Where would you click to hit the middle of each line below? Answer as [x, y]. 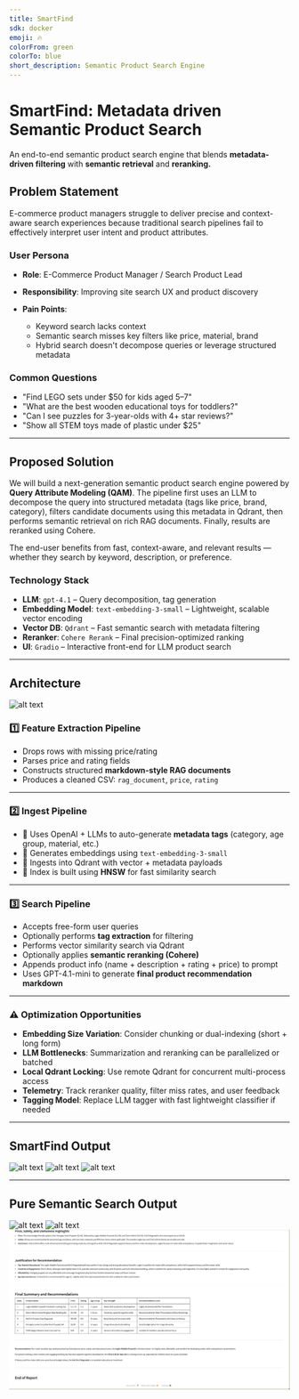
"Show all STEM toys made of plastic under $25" [112, 425]
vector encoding [52, 619]
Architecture [45, 683]
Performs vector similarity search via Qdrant [103, 946]
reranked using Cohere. [53, 530]
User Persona [39, 255]
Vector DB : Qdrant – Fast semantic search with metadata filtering [141, 628]
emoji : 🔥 [26, 37]
